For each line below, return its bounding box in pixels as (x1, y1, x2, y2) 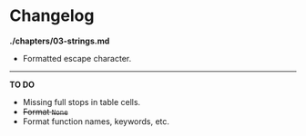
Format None (22, 106, 68, 117)
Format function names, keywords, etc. (22, 115, 170, 127)
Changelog (9, 5, 95, 26)
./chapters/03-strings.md (9, 35, 110, 46)
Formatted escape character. (22, 53, 132, 63)
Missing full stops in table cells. (22, 96, 141, 107)
